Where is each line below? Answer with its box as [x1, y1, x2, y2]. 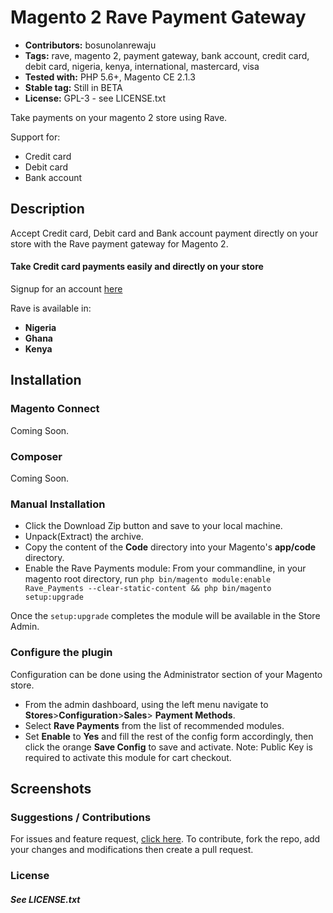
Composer [10, 449, 63, 463]
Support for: [10, 131, 61, 143]
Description [10, 201, 85, 218]
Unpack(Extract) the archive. [24, 531, 144, 543]
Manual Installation [10, 497, 106, 511]
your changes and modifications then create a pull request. [10, 844, 254, 856]
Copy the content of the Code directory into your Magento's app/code [24, 541, 317, 553]
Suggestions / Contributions [10, 810, 152, 824]
